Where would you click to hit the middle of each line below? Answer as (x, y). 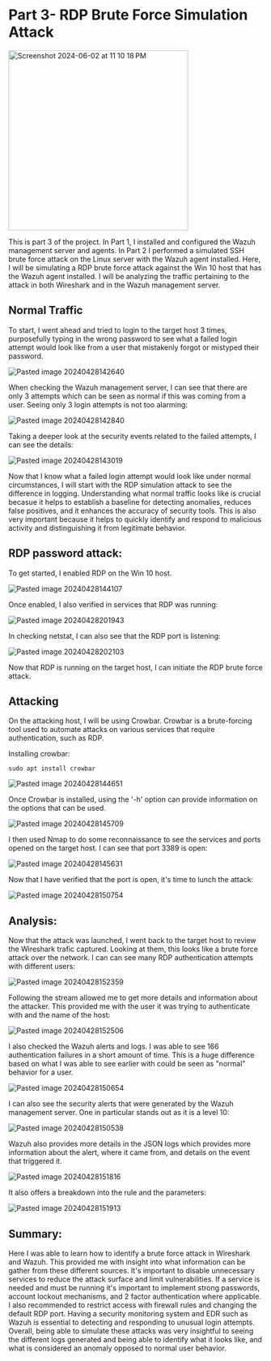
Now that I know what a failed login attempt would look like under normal (130, 476)
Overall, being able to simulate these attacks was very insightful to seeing (131, 1331)
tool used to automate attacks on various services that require (112, 730)
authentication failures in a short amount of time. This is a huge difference (131, 1055)
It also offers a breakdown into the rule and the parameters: (107, 1193)
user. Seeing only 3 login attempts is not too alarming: (98, 404)
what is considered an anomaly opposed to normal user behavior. (117, 1348)
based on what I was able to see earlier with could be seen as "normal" (127, 1064)
